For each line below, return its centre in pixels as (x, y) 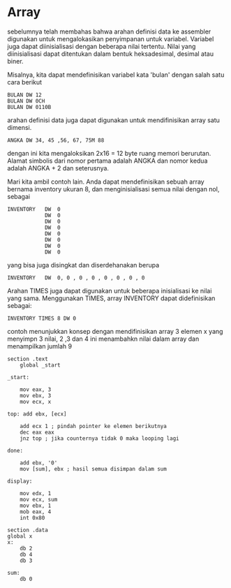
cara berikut (25, 82)
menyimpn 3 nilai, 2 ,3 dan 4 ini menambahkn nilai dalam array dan (103, 339)
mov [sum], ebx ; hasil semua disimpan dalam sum (94, 469)
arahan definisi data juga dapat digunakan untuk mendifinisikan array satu (113, 120)
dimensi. (20, 127)
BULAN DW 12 (24, 95)
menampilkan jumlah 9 (40, 346)
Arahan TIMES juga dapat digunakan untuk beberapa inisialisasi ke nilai (110, 291)
